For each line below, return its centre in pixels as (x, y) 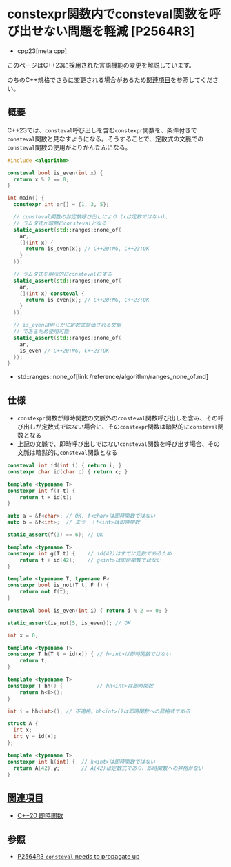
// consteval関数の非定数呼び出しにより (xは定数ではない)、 (92, 217)
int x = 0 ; (23, 635)
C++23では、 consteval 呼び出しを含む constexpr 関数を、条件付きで (102, 130)
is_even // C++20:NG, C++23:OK (64, 351)
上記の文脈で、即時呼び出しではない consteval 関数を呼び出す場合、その (119, 444)
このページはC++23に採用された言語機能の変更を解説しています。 (101, 65)
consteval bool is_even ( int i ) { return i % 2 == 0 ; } (88, 611)
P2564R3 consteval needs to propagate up (78, 857)
